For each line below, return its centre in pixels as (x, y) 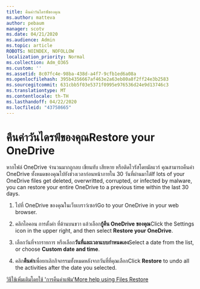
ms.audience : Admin (31, 40)
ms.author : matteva (31, 18)
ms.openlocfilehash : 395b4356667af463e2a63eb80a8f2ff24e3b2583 (88, 79)
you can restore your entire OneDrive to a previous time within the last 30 (98, 187)
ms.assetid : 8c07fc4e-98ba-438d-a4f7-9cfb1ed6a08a (71, 74)
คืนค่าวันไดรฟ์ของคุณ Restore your (81, 137)
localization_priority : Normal (46, 57)
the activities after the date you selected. (66, 268)
